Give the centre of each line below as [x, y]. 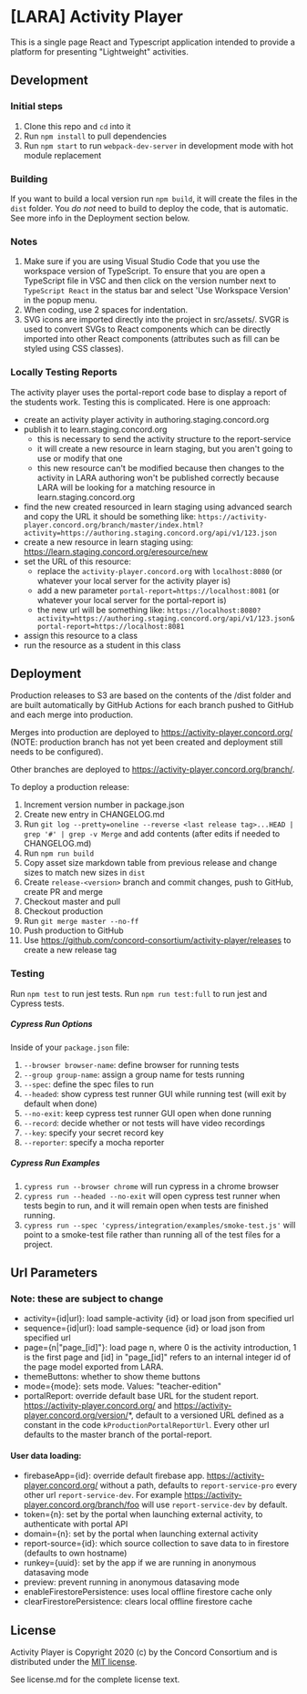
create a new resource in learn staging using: [108, 542]
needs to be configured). [57, 752]
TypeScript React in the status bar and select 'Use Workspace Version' [157, 291]
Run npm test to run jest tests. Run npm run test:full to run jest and [139, 993]
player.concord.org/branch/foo [82, 1504]
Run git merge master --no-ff [81, 921]
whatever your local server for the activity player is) [134, 580]
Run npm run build [59, 853]
